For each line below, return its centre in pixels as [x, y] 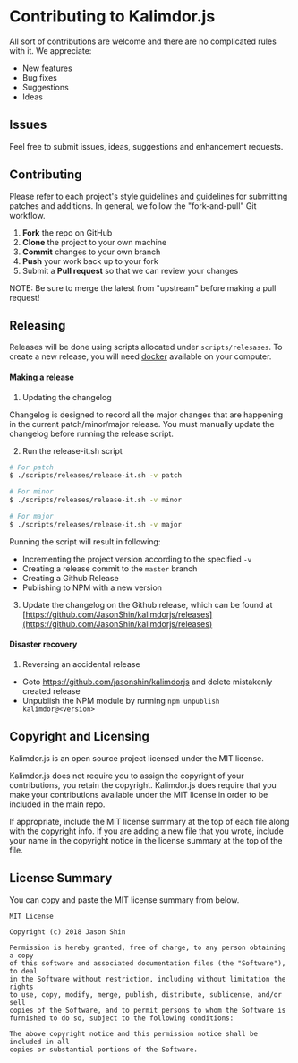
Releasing [38, 326]
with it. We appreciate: [51, 50]
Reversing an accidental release [81, 664]
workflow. [27, 215]
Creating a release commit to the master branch [110, 568]
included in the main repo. [57, 804]
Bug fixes [40, 77]
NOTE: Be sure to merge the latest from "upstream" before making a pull [143, 287]
